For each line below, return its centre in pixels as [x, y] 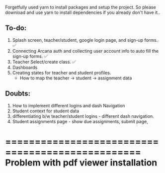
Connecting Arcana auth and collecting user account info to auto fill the [85, 51]
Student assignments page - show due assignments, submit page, [80, 121]
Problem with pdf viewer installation [81, 162]
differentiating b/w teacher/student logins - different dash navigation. [83, 116]
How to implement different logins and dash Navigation [69, 105]
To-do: [16, 28]
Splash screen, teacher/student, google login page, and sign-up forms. [85, 40]
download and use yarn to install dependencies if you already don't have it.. [83, 12]
